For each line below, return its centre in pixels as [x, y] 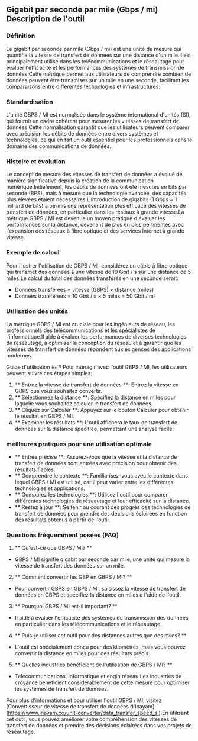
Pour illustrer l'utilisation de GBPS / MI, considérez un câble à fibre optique [97, 265]
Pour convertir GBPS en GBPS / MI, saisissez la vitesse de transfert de [100, 589]
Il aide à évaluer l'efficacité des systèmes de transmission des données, [102, 618]
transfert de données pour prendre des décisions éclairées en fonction [101, 514]
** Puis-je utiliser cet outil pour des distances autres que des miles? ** [101, 636]
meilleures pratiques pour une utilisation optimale [79, 444]
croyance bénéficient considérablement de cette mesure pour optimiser [102, 682]
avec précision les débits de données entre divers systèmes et [82, 133]
